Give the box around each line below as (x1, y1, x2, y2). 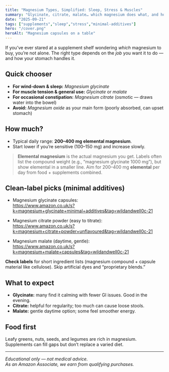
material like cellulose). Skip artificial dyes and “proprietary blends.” (5, 264, 146, 270)
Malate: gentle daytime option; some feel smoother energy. (12, 308, 136, 314)
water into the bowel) (12, 99, 57, 105)
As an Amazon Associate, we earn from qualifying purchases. (5, 361, 134, 367)
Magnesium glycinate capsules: (12, 197, 78, 203)
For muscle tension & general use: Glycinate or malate (12, 89, 127, 95)
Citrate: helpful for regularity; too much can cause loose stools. (12, 303, 145, 309)
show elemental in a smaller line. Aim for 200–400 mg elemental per (17, 164, 160, 170)
